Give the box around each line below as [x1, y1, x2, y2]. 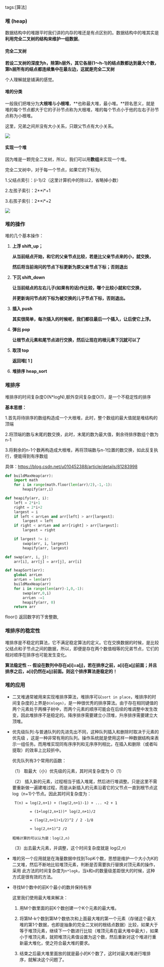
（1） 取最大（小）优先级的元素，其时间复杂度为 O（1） [12, 768, 124, 774]
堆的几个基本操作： [5, 233, 44, 239]
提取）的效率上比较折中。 [12, 747, 64, 753]
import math [14, 478, 38, 483]
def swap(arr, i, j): [5, 554, 49, 559]
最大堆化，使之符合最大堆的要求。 [23, 940, 93, 946]
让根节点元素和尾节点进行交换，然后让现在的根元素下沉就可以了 [12, 337, 141, 343]
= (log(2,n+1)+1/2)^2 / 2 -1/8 [30, 817, 94, 823]
